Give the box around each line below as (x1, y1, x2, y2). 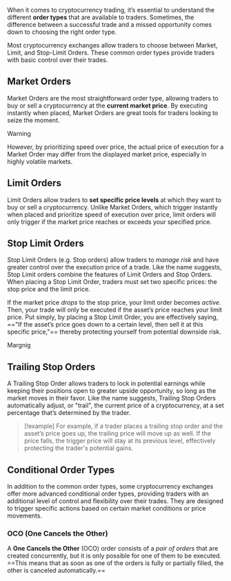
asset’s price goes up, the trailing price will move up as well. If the (23, 429, 212, 438)
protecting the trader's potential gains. (23, 444, 133, 452)
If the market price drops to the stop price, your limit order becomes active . (7, 298, 221, 307)
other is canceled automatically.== (7, 567, 106, 575)
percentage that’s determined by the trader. (7, 409, 131, 417)
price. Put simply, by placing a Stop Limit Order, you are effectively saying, (7, 313, 219, 321)
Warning (7, 129, 31, 137)
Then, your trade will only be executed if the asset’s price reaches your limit (7, 306, 223, 314)
